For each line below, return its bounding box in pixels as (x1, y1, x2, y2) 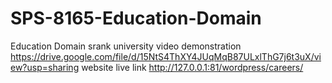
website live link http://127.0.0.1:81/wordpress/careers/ (81, 61, 304, 73)
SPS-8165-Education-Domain (10, 7, 262, 30)
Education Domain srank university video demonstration (10, 40, 242, 52)
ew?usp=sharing (10, 61, 80, 73)
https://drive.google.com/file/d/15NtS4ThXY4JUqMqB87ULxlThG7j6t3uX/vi (10, 50, 322, 62)
